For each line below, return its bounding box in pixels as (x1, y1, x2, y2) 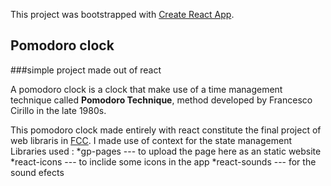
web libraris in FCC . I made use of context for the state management (10, 134, 293, 146)
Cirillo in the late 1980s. (10, 104, 107, 116)
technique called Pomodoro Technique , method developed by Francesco (10, 94, 313, 106)
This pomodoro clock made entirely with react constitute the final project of (10, 124, 322, 136)
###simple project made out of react (10, 64, 162, 76)
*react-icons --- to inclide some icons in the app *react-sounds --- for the (10, 155, 317, 168)
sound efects (10, 166, 65, 178)
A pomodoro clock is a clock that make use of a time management (10, 83, 283, 95)
